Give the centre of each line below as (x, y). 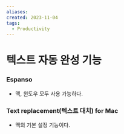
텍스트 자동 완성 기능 (54, 60)
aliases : (17, 12)
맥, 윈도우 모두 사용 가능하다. (49, 94)
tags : (13, 23)
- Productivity (31, 29)
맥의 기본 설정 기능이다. (43, 125)
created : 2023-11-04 (32, 18)
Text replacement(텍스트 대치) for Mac (62, 110)
